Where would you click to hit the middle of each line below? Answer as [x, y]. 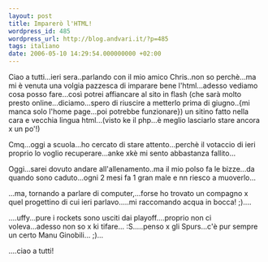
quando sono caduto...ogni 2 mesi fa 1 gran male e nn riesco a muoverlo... [132, 177]
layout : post [30, 16]
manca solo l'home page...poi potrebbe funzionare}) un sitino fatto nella [129, 111]
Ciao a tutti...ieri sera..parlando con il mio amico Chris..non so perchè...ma [132, 77]
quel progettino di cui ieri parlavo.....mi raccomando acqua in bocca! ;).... [130, 202]
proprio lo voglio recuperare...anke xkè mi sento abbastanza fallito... [122, 153]
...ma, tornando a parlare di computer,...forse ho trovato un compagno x [128, 193]
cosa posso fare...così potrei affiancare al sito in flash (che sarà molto [125, 94]
